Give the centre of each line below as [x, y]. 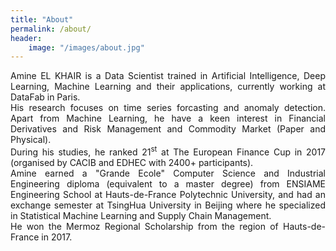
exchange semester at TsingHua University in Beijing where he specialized [168, 205]
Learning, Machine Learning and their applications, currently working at [168, 87]
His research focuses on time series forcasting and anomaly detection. [168, 108]
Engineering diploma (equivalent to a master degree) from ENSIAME [168, 183]
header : [26, 38]
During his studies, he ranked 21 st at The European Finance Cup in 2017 [168, 151]
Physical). [31, 140]
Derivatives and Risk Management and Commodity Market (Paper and [168, 129]
